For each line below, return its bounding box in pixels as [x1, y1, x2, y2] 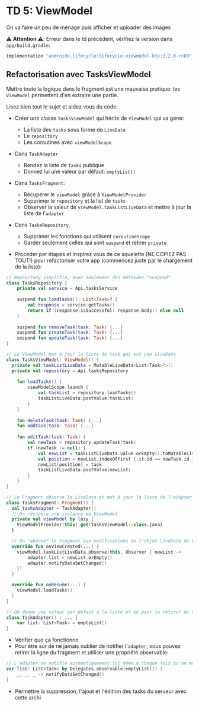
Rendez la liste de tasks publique [23, 161, 105, 168]
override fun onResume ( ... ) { [11, 582, 86, 588]
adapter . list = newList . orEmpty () [27, 554, 113, 561]
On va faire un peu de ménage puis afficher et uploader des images [6, 24, 171, 31]
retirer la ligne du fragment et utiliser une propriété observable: [14, 649, 169, 656]
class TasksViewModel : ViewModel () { [6, 357, 99, 363]
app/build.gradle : [6, 41, 50, 49]
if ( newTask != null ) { [27, 445, 86, 451]
